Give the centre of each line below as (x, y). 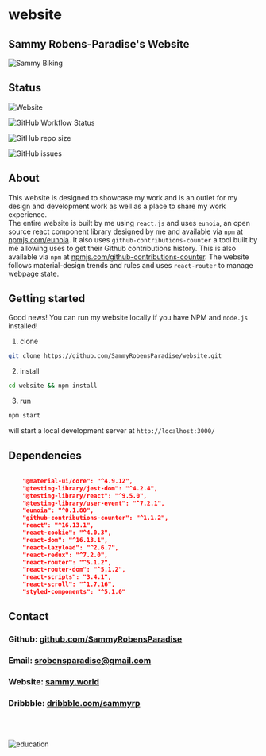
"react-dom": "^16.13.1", (66, 540)
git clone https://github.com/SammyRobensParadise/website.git (115, 356)
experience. (28, 214)
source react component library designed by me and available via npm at (126, 231)
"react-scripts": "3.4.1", (67, 577)
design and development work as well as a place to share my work (117, 206)
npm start (25, 416)
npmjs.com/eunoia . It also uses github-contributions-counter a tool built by (133, 239)
